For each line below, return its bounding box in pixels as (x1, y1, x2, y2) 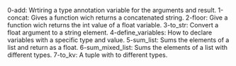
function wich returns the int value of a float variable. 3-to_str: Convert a (7, 21, 219, 29)
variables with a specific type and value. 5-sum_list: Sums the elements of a (7, 36, 230, 44)
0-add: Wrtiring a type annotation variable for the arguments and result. (7, 6, 217, 14)
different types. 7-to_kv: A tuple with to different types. (7, 51, 168, 59)
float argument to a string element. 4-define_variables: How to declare (7, 28, 213, 37)
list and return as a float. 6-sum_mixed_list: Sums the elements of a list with (7, 44, 228, 51)
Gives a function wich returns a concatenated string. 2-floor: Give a (30, 13, 228, 22)
